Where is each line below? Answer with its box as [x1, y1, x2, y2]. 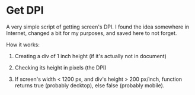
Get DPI [6, 4, 44, 17]
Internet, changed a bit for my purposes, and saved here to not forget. [6, 29, 177, 36]
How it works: [6, 41, 40, 48]
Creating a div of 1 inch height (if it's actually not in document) [14, 52, 167, 59]
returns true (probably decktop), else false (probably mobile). [14, 81, 165, 89]
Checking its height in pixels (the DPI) [14, 64, 107, 71]
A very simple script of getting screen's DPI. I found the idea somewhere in [6, 23, 190, 30]
